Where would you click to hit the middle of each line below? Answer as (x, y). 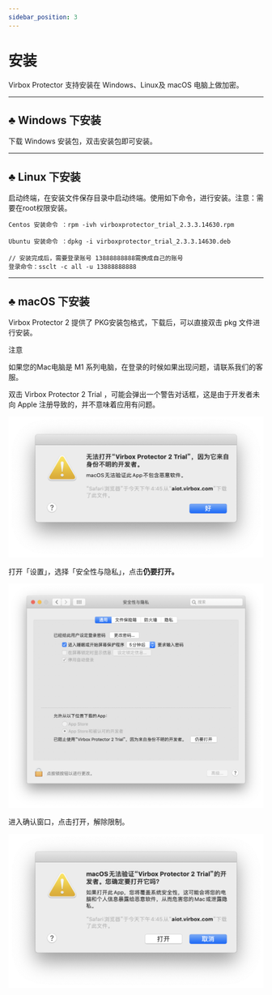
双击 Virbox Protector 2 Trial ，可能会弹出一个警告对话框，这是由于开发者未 (134, 394)
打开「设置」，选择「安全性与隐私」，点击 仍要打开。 (93, 572)
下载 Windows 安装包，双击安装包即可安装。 (83, 141)
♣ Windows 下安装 (55, 120)
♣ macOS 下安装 (49, 301)
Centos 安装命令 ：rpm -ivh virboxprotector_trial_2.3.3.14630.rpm (121, 225)
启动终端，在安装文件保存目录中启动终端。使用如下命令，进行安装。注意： (132, 198)
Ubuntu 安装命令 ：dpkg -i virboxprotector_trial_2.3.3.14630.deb (119, 242)
